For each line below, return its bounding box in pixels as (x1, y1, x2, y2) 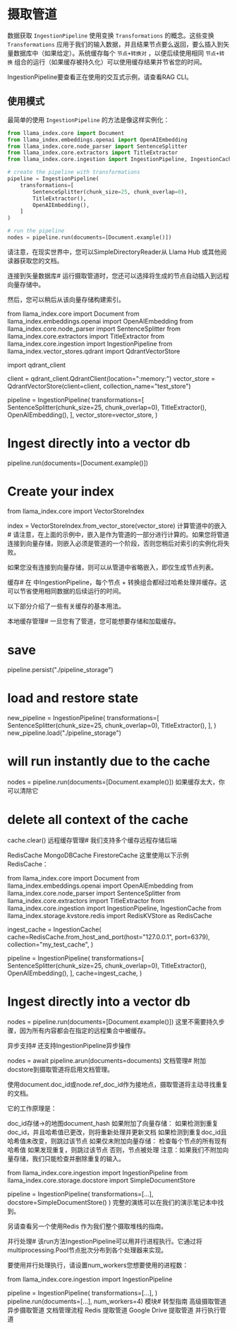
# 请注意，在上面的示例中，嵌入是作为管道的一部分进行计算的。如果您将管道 (7, 530, 229, 539)
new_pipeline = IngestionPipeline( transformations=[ (7, 713, 160, 722)
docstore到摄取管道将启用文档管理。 (7, 1065, 114, 1074)
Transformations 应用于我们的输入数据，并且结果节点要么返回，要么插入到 (7, 40, 224, 48)
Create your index (7, 483, 114, 499)
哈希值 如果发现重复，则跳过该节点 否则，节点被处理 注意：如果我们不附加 (7, 1146, 223, 1154)
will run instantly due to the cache (7, 753, 210, 769)
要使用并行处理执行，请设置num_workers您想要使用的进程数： (7, 1261, 189, 1269)
